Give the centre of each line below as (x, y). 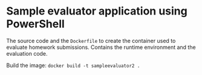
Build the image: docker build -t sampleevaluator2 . (73, 65)
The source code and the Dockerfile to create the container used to (91, 41)
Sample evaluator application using (97, 11)
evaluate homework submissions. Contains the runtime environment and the (101, 47)
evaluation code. (27, 53)
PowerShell (35, 24)
